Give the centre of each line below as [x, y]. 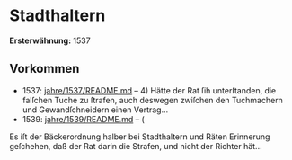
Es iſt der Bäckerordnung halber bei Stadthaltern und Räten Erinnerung [140, 137]
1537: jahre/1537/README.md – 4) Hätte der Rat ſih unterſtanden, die [149, 90]
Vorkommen [44, 69]
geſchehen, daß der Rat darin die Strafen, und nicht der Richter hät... [136, 146]
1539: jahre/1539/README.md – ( [84, 119]
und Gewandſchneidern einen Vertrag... [95, 110]
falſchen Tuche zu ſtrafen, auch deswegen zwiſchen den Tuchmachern [152, 100]
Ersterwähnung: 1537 [50, 40]
